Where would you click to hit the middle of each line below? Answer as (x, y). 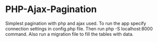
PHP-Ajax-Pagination (51, 9)
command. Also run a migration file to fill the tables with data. (69, 34)
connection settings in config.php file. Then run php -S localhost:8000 (79, 28)
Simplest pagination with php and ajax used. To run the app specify (76, 23)
